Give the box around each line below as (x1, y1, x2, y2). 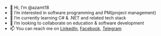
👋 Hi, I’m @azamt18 (9, 5, 49, 10)
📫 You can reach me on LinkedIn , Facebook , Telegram (9, 26, 122, 31)
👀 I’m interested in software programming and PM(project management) (9, 10, 157, 16)
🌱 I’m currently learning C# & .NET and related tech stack (9, 15, 126, 20)
